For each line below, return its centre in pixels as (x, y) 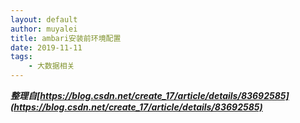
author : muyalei (44, 29)
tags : (21, 57)
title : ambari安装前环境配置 (66, 38)
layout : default (44, 19)
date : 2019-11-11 (46, 47)
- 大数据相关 (51, 66)
